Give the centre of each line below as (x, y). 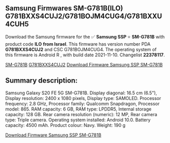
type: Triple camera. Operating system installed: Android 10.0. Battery (78, 120)
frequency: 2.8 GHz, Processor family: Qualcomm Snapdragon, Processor (82, 103)
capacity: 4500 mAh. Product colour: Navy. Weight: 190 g (65, 125)
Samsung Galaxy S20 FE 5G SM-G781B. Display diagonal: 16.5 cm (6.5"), (81, 93)
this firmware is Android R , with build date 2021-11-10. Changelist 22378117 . (85, 55)
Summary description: (41, 81)
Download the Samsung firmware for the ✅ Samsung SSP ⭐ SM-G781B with (85, 37)
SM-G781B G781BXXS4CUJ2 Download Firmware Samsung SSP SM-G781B (84, 64)
